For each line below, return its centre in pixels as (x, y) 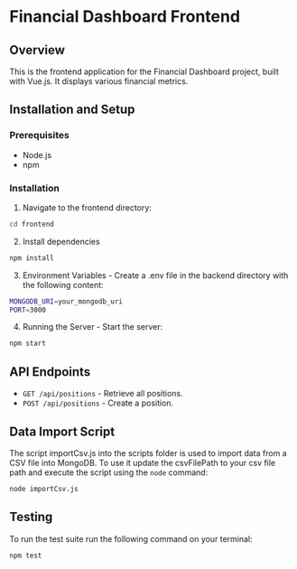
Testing (31, 517)
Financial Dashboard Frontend (125, 17)
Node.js (37, 154)
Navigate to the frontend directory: (87, 207)
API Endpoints (50, 372)
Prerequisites (39, 135)
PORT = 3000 (28, 310)
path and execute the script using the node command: (109, 472)
